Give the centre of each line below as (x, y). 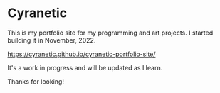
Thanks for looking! (36, 81)
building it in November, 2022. (52, 40)
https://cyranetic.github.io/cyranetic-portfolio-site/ (82, 54)
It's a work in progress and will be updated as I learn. (85, 67)
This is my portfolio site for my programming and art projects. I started (110, 33)
